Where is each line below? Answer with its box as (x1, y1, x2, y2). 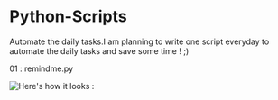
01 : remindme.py (9, 63, 74, 74)
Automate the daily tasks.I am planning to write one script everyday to (9, 36, 270, 47)
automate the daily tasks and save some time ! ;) (9, 45, 190, 56)
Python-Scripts (9, 6, 128, 27)
